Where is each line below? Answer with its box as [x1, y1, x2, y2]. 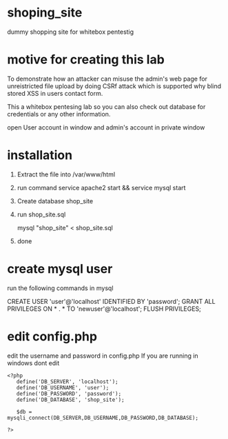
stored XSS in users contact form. [7, 89, 103, 97]
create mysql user [7, 261, 113, 276]
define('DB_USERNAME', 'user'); [16, 384, 110, 391]
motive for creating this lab [7, 52, 165, 68]
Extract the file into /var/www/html [17, 170, 116, 178]
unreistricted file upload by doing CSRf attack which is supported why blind [7, 81, 222, 90]
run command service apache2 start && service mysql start [17, 183, 186, 192]
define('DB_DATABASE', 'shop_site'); [16, 396, 125, 403]
